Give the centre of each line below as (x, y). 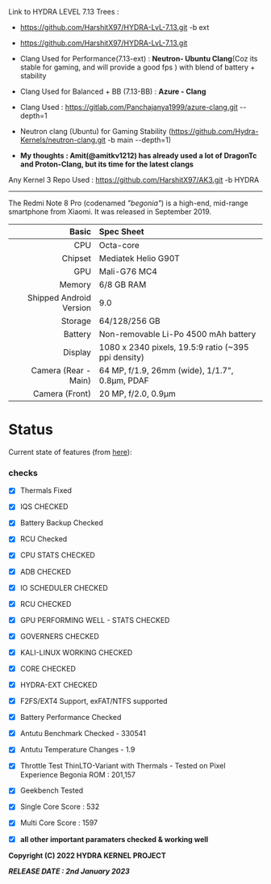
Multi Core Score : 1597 (59, 823)
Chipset (76, 258)
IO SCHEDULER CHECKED (64, 587)
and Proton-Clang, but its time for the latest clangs (106, 164)
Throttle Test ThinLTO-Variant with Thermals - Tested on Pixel (123, 766)
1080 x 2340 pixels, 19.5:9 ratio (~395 (174, 347)
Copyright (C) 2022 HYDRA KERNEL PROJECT (88, 855)
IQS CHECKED (44, 507)
